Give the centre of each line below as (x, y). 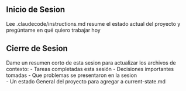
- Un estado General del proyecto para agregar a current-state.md (86, 81)
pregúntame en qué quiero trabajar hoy (53, 30)
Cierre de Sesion (37, 48)
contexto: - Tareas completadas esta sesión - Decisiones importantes (90, 69)
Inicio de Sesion (36, 10)
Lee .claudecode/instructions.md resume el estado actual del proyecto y (93, 23)
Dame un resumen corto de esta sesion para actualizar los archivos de (91, 63)
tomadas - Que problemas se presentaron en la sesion (72, 75)
